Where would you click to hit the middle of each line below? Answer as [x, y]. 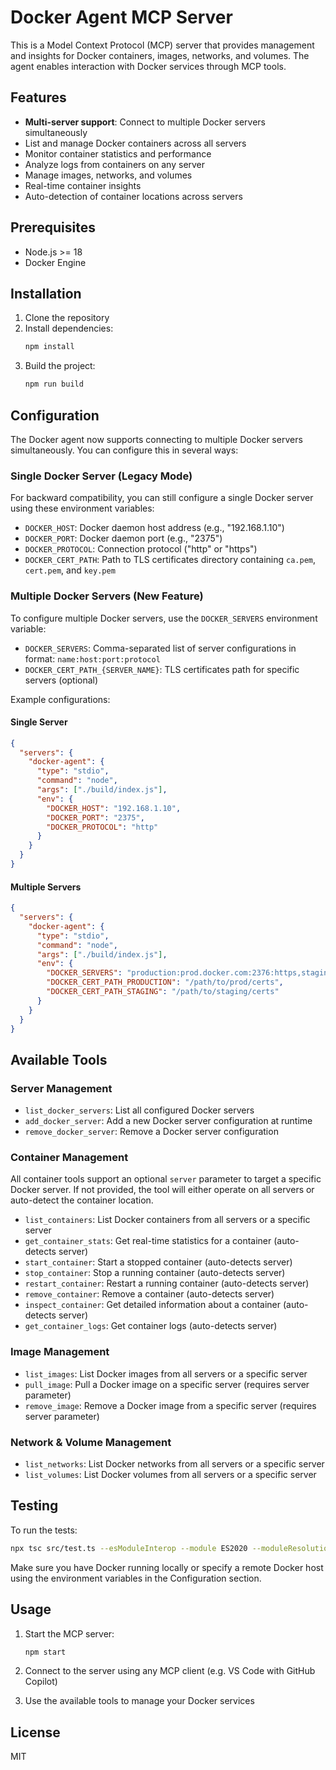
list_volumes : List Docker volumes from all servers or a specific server [170, 1475]
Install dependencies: [69, 328]
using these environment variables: [82, 508]
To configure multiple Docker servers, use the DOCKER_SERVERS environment [164, 618]
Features [38, 97]
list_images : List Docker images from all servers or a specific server [166, 1373]
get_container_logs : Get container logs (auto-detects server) [151, 1326]
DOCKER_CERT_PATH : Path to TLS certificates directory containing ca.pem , [170, 560]
